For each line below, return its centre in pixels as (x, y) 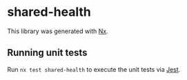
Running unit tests (47, 53)
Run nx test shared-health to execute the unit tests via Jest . (94, 69)
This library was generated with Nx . (58, 31)
